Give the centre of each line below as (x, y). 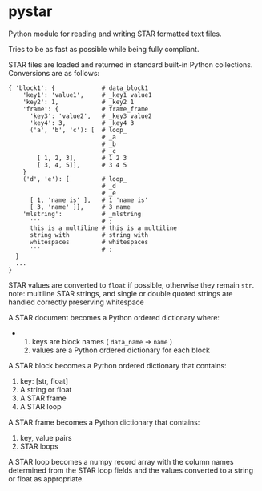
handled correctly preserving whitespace (76, 302)
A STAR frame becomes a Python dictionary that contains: (104, 422)
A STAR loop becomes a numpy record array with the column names (121, 461)
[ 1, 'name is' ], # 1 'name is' (89, 200)
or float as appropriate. (46, 478)
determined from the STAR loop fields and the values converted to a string (131, 470)
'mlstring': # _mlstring (82, 214)
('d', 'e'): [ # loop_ (75, 179)
